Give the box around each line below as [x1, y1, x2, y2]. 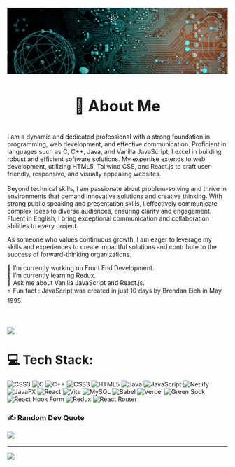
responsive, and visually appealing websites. [32, 169, 162, 178]
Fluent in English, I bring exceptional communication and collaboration [7, 214, 210, 223]
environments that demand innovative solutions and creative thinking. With [7, 192, 222, 200]
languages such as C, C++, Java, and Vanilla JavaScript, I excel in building [7, 147, 222, 155]
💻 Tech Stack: [7, 351, 94, 368]
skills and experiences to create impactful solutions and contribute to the [7, 242, 218, 251]
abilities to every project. [7, 221, 78, 230]
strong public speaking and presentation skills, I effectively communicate [7, 199, 218, 207]
